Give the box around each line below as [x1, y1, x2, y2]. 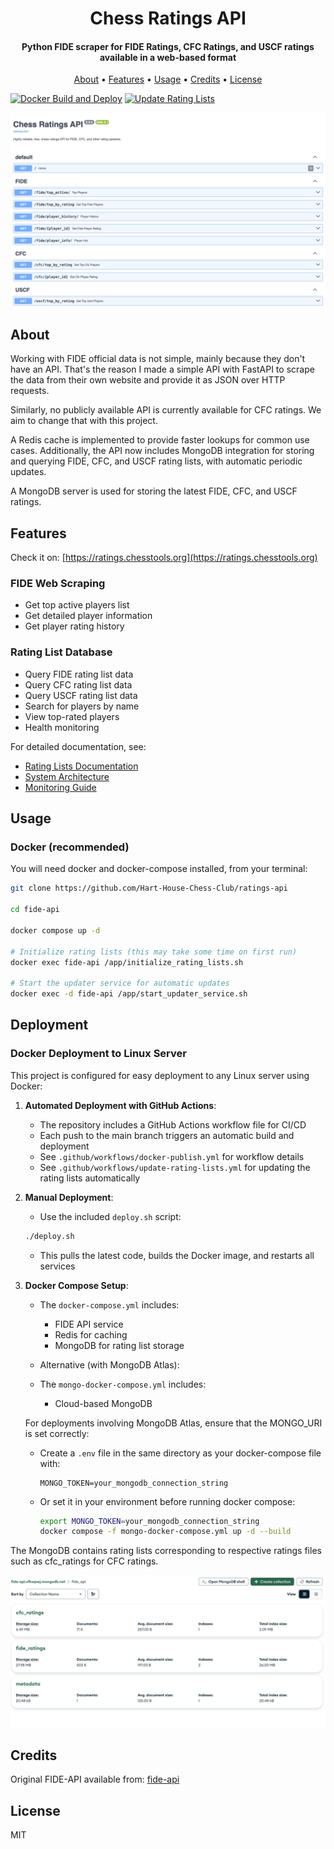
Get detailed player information [24, 610, 153, 622]
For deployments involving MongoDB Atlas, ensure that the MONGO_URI [24, 1417, 323, 1429]
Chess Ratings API [89, 7, 247, 30]
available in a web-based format [99, 51, 237, 63]
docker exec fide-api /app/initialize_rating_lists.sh [10, 957, 244, 967]
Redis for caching [54, 1328, 128, 1341]
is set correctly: [24, 1427, 90, 1439]
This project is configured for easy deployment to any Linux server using [10, 1069, 310, 1081]
